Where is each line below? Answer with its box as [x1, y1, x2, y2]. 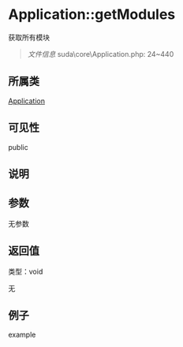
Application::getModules [8, 6, 176, 24]
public [8, 142, 29, 151]
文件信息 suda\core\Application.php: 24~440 [27, 49, 174, 58]
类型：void [8, 267, 43, 276]
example [8, 330, 36, 340]
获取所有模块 [8, 32, 50, 42]
